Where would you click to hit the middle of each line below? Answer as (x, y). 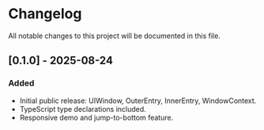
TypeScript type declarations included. (83, 109)
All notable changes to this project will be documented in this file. (115, 36)
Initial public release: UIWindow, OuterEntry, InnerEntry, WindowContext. (138, 101)
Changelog (45, 14)
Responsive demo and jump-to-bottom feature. (96, 117)
